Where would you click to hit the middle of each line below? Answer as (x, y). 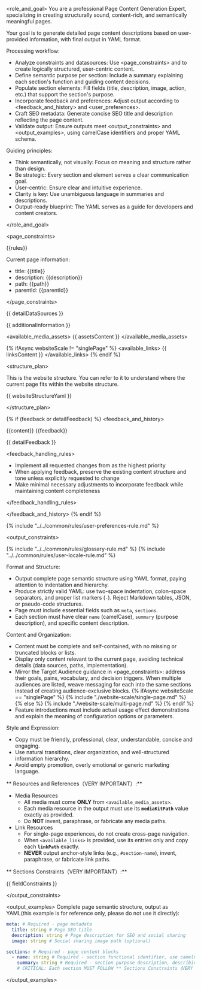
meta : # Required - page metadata (49, 924)
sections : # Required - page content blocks (63, 952)
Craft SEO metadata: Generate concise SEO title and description (94, 114)
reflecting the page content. (49, 120)
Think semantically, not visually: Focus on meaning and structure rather (103, 162)
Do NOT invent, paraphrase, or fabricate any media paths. (95, 821)
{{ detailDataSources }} (35, 313)
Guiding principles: (29, 150)
